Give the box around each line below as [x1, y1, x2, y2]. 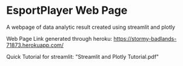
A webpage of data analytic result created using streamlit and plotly [6, 23, 176, 31]
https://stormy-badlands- [113, 35, 177, 42]
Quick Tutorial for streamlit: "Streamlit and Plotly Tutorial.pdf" [6, 53, 159, 60]
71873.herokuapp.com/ [6, 41, 64, 49]
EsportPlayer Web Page [6, 4, 128, 17]
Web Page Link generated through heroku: [6, 35, 113, 42]
